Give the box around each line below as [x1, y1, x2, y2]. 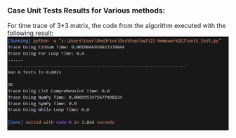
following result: [7, 29, 54, 37]
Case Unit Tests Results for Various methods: [7, 6, 166, 15]
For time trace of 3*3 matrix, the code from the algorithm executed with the [7, 22, 226, 30]
